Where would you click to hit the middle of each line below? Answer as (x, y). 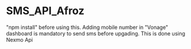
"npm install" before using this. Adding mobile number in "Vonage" (87, 27)
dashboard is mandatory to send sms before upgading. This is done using (96, 33)
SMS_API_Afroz (45, 11)
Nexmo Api (20, 40)
